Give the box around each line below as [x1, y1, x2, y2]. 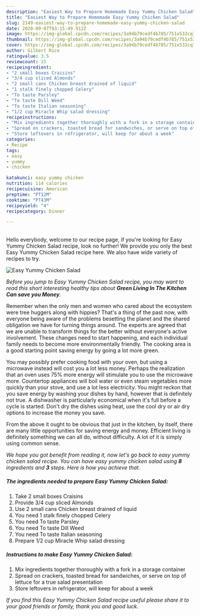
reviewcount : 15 [6, 58, 46, 64]
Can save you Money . [6, 291, 61, 298]
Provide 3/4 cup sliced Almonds [14, 499, 94, 506]
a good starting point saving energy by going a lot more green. [6, 347, 160, 354]
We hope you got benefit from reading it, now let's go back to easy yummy [6, 451, 190, 458]
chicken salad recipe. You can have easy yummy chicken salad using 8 [6, 458, 182, 465]
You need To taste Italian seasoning [14, 531, 102, 538]
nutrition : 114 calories [6, 180, 68, 187]
